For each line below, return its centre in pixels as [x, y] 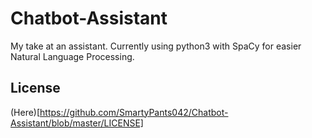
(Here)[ [25, 112]
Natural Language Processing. [72, 56]
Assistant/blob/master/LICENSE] [77, 123]
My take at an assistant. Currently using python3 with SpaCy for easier [156, 46]
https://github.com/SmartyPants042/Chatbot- [134, 112]
